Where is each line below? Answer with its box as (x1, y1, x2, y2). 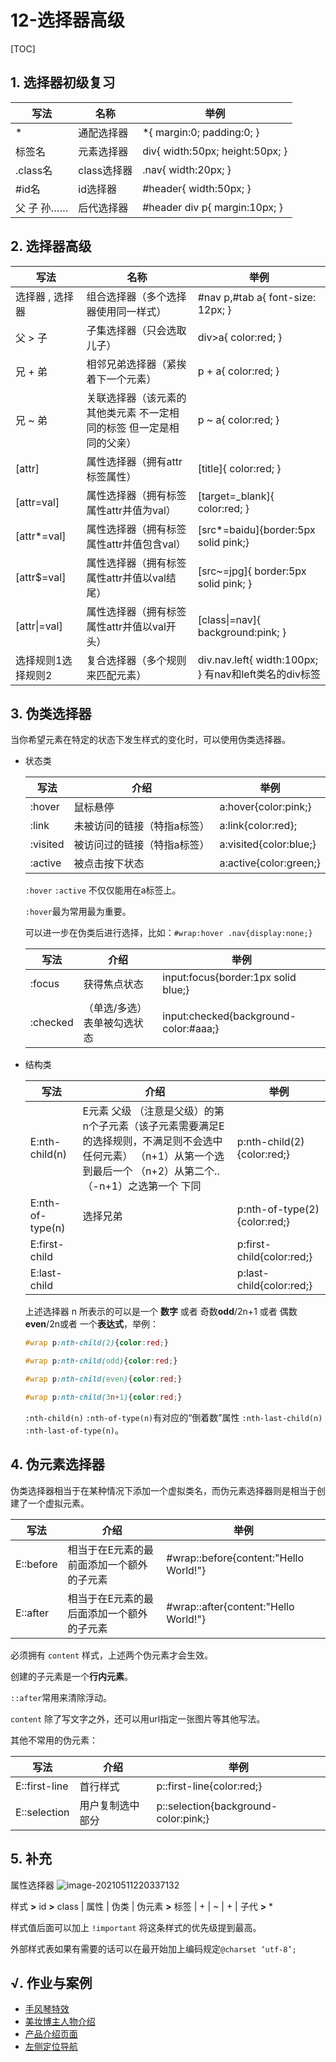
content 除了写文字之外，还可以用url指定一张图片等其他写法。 (10, 1712, 266, 1725)
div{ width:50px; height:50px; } (142, 144, 288, 158)
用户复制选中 (79, 1798, 140, 1812)
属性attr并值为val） (86, 503, 177, 517)
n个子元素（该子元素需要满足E (82, 1119, 225, 1133)
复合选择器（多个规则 (86, 653, 187, 667)
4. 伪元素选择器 (10, 1456, 105, 1473)
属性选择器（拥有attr (86, 454, 183, 468)
